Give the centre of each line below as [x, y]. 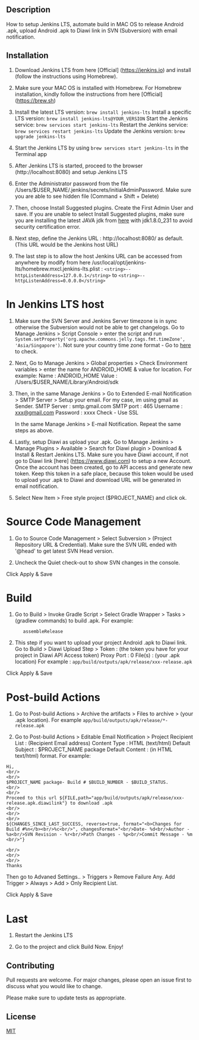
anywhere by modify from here [53, 262]
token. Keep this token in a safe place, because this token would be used [104, 474]
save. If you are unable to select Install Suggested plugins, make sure [99, 214]
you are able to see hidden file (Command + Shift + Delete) [87, 196]
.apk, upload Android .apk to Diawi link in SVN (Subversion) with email [92, 30]
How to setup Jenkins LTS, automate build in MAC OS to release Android [95, 24]
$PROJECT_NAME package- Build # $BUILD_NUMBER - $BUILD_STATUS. [87, 783]
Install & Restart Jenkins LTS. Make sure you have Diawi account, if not [101, 454]
